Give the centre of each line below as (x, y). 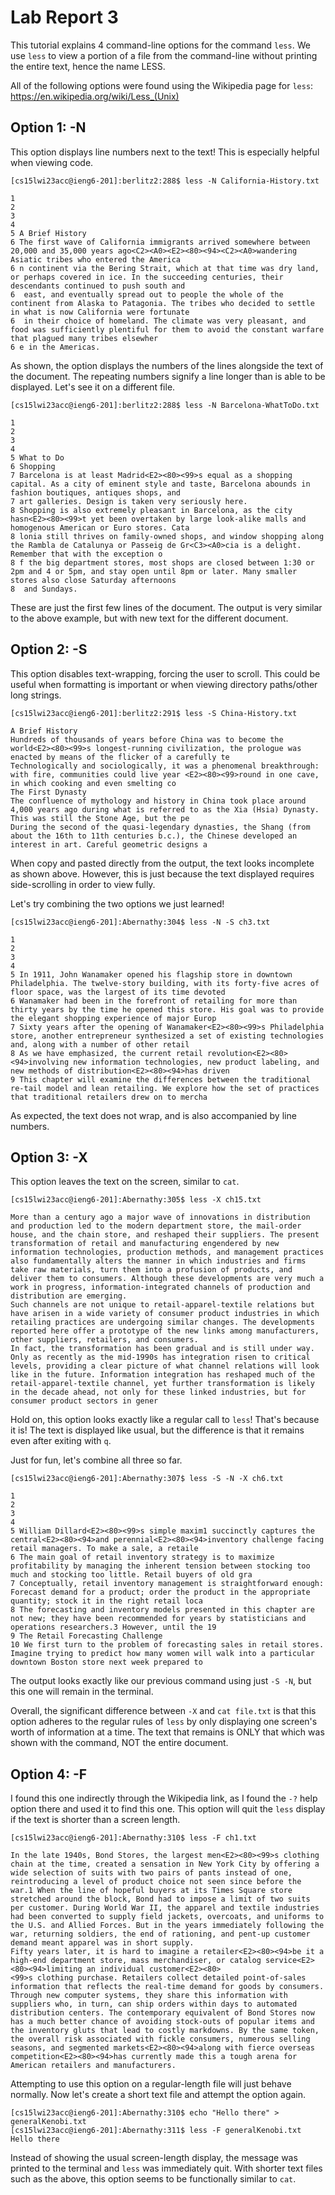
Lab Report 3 (64, 17)
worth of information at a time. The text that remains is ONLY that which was (167, 1732)
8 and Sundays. (44, 589)
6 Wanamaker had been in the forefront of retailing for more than (154, 1001)
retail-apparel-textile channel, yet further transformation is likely (162, 1384)
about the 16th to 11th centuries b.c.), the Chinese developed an (154, 836)
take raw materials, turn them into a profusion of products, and (151, 1270)
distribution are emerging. (69, 1296)
